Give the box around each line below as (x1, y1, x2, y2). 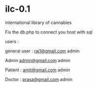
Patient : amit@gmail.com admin (5, 67, 70, 73)
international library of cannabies (5, 20, 72, 25)
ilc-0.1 (5, 3, 30, 15)
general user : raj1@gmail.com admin (5, 48, 80, 54)
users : (5, 38, 19, 44)
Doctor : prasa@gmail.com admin (5, 76, 73, 82)
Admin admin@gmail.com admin (5, 57, 71, 63)
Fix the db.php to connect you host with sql (5, 29, 93, 35)
